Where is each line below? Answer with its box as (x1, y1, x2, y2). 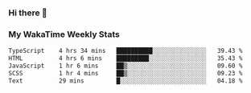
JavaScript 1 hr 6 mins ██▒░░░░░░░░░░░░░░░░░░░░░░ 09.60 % (8, 62, 243, 70)
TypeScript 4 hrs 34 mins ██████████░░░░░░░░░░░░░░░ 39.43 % (8, 47, 243, 55)
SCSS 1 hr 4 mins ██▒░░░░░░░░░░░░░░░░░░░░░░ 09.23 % (8, 69, 243, 77)
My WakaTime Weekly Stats (8, 28, 121, 39)
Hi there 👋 (8, 7, 48, 18)
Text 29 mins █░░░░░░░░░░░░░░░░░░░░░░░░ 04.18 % (8, 76, 243, 85)
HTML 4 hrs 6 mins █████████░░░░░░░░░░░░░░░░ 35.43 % (8, 55, 243, 63)
